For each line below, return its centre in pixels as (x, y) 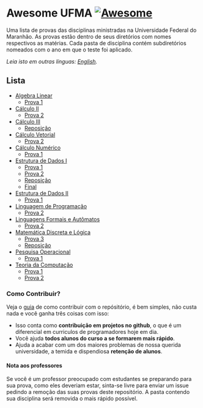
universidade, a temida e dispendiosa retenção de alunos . (89, 352)
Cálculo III (28, 121)
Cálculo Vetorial (35, 134)
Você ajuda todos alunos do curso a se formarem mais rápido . (95, 338)
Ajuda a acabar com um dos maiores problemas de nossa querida (98, 345)
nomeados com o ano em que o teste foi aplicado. (69, 50)
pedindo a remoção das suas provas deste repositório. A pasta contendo (98, 392)
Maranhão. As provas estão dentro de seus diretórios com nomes (89, 36)
